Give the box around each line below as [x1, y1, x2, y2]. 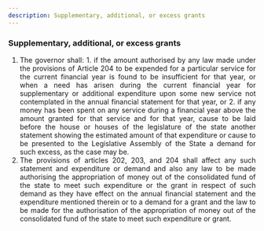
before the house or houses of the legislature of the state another [19, 122, 256, 131]
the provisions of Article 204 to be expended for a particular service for [19, 64, 256, 73]
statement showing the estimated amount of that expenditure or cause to [19, 130, 256, 140]
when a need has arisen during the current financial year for [19, 80, 256, 90]
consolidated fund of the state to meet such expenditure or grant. [19, 214, 232, 223]
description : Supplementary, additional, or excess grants [8, 11, 206, 20]
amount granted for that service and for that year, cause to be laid [19, 113, 256, 123]
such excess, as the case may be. [19, 147, 130, 156]
